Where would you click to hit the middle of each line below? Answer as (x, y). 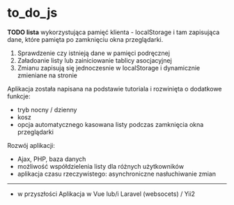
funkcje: (19, 96)
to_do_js (32, 13)
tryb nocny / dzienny (47, 109)
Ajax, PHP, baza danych (52, 159)
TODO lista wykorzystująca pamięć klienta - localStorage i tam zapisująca (114, 32)
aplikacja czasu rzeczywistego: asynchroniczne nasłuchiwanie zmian (116, 174)
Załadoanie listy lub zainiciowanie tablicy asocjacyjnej (94, 60)
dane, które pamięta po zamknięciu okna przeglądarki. (85, 39)
